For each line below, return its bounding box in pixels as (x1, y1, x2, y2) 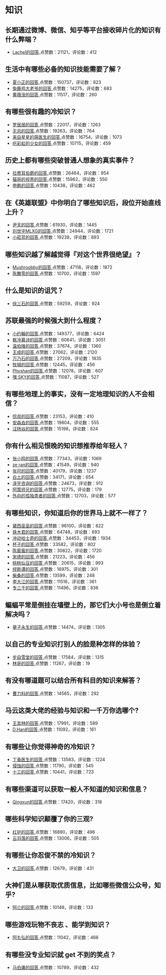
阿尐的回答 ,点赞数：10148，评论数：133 (12, 905, 93, 911)
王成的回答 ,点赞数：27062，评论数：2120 (12, 349, 97, 355)
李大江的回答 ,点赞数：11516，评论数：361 (12, 579, 96, 585)
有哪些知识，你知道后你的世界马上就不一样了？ (5, 509, 148, 517)
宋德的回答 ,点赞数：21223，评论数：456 (12, 554, 95, 560)
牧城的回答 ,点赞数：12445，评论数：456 (12, 362, 95, 367)
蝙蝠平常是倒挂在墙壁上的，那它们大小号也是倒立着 (5, 601, 161, 609)
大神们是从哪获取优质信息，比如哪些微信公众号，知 (5, 881, 161, 890)
